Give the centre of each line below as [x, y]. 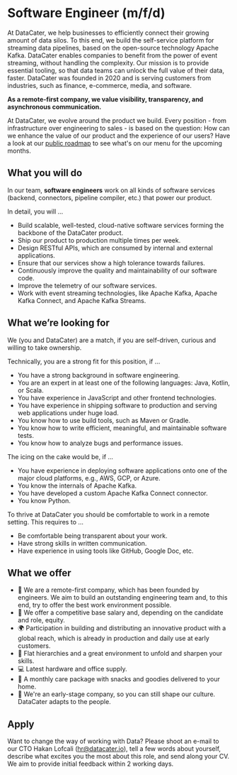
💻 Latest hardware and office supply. [72, 669]
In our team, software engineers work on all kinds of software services [111, 190]
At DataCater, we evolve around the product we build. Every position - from [117, 120]
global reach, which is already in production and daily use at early [114, 638]
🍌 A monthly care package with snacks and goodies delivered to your [119, 679]
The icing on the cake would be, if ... [60, 456]
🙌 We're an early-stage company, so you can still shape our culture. [116, 694]
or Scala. [30, 390]
